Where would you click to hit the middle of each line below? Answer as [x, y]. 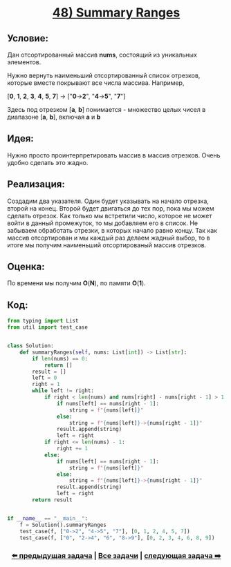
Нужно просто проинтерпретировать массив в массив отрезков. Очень [114, 155]
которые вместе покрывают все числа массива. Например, [96, 83]
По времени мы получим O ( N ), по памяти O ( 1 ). [77, 283]
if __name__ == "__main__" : [48, 518]
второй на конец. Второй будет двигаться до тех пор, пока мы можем [111, 208]
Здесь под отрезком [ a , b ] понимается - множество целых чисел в [107, 109]
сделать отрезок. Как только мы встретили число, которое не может [110, 215]
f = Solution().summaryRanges [63, 525]
